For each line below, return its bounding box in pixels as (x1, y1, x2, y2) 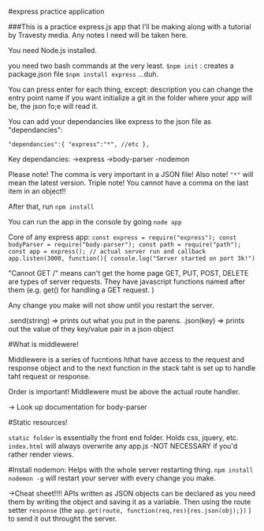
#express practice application (8, 7, 105, 16)
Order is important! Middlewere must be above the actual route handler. (8, 387, 240, 396)
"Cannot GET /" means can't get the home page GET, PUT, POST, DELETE (8, 269, 249, 277)
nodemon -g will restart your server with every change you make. (8, 473, 217, 483)
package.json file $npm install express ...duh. (8, 70, 159, 78)
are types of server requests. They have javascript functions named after (8, 277, 246, 286)
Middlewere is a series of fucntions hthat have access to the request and (8, 355, 244, 364)
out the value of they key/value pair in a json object (8, 324, 174, 333)
